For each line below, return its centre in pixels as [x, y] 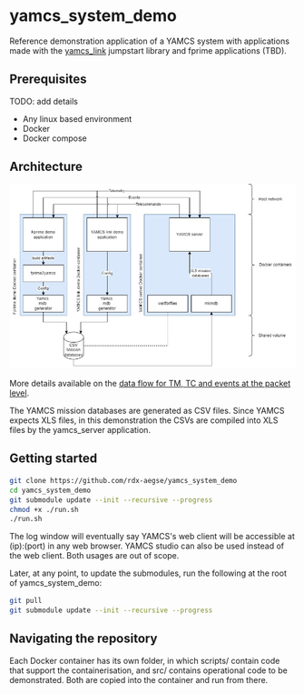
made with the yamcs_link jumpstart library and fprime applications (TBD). [148, 50]
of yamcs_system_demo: [56, 583]
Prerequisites [48, 80]
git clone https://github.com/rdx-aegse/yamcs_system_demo [123, 480]
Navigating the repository [83, 639]
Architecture [46, 167]
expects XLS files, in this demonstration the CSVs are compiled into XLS [144, 420]
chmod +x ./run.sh [44, 509]
